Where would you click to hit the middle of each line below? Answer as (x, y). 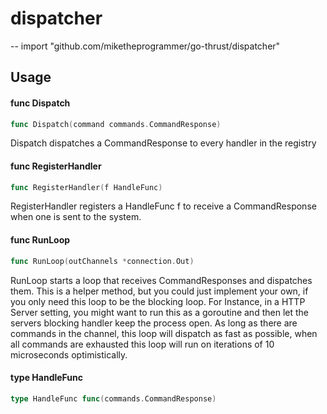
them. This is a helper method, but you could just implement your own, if (159, 291)
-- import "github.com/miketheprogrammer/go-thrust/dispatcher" (145, 46)
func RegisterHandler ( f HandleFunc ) (86, 187)
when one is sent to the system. (76, 217)
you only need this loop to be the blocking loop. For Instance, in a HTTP (158, 301)
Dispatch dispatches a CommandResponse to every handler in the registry (163, 143)
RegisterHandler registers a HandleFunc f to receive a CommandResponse (163, 206)
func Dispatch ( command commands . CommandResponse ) (116, 124)
